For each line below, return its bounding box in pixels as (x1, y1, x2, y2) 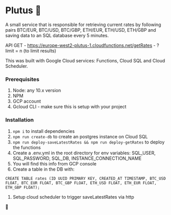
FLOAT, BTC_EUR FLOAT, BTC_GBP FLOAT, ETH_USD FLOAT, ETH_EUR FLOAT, (5, 180, 157, 185)
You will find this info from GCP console (12, 160, 97, 166)
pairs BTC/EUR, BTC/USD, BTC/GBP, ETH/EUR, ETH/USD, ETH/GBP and (5, 27, 156, 33)
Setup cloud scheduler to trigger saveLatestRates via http (12, 194, 134, 200)
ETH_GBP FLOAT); (5, 185, 40, 190)
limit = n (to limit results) (5, 47, 56, 54)
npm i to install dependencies (12, 128, 75, 134)
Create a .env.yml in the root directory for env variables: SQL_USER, (12, 150, 156, 156)
